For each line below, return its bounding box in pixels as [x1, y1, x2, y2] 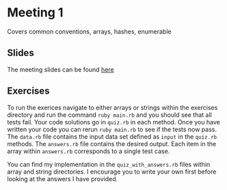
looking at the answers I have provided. [7, 174, 118, 182]
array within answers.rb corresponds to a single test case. [7, 147, 170, 155]
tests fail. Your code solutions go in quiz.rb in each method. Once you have [7, 118, 220, 126]
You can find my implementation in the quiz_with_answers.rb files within [7, 160, 211, 168]
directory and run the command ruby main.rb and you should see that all [7, 111, 212, 119]
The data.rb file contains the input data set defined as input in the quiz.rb [7, 132, 217, 141]
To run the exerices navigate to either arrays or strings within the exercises [7, 103, 218, 111]
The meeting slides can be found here [7, 65, 114, 73]
